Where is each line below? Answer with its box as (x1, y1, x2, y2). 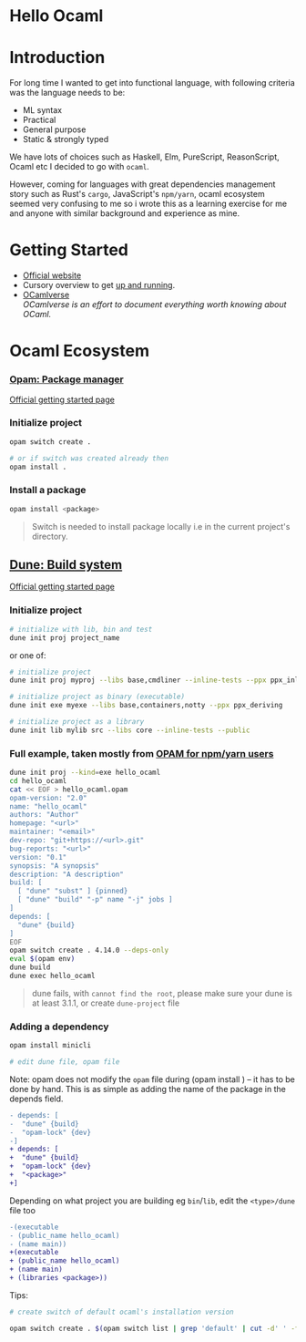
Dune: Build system (9, 557, 123, 573)
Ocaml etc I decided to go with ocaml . (9, 161, 150, 172)
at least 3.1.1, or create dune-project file (31, 997, 180, 1008)
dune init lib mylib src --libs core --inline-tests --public (9, 726, 250, 735)
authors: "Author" (9, 810, 79, 820)
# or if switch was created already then (9, 453, 169, 463)
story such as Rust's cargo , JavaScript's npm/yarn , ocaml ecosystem (9, 189, 266, 200)
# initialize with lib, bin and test (9, 625, 153, 634)
